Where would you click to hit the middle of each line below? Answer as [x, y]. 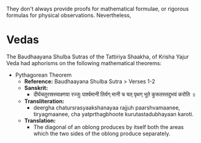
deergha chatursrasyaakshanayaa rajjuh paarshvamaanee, [107, 107]
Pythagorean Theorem [43, 75]
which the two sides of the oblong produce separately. [102, 133]
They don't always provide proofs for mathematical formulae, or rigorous [97, 9]
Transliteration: [44, 101]
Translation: [40, 120]
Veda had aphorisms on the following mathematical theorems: [84, 63]
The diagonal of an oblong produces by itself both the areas [108, 127]
